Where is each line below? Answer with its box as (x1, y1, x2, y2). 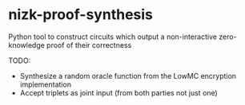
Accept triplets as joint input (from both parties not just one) (19, 87, 218, 97)
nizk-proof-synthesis (8, 6, 154, 24)
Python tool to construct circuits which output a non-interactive (8, 32, 218, 41)
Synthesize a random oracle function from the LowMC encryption (19, 71, 237, 80)
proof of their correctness (46, 40, 132, 49)
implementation (19, 80, 72, 89)
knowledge (8, 40, 46, 49)
